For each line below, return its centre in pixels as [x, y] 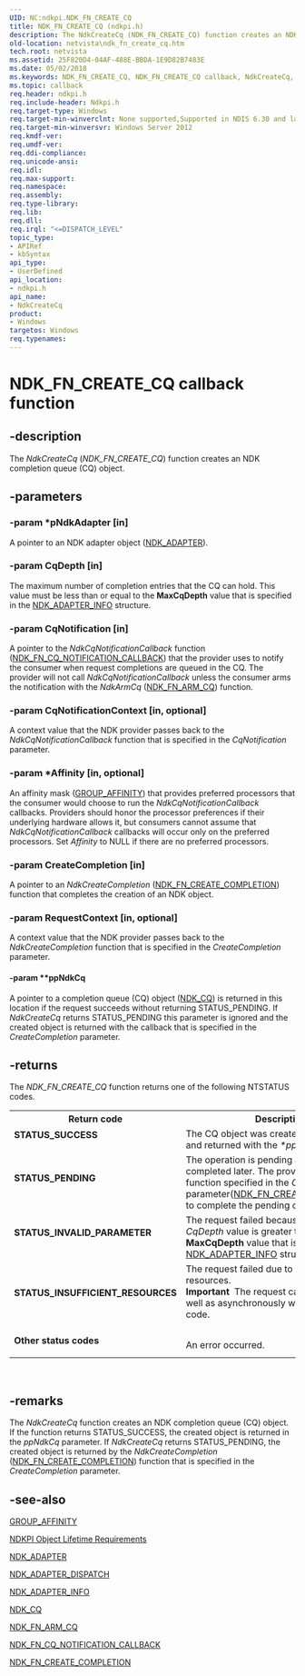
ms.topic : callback [46, 85]
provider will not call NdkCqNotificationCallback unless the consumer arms [150, 677]
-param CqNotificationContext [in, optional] [108, 711]
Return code [95, 1119]
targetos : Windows [44, 331]
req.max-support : [42, 178]
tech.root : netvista [49, 52]
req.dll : [26, 220]
